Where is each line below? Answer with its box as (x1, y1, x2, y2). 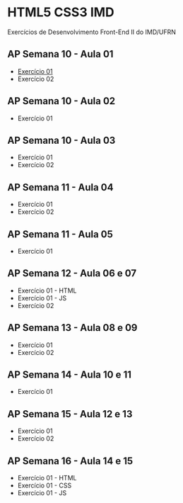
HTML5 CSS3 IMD (7, 4, 114, 21)
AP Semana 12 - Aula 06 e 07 (7, 267, 136, 280)
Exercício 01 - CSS (17, 481, 72, 490)
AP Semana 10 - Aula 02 (7, 95, 116, 107)
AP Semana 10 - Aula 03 (7, 134, 116, 146)
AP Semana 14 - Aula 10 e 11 (7, 369, 132, 381)
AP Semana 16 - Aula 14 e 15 (7, 455, 134, 467)
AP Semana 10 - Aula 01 (7, 48, 114, 60)
